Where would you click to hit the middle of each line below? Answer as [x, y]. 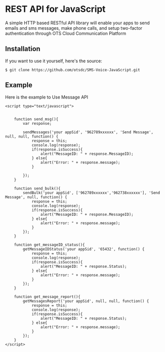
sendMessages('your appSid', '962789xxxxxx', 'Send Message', [88, 132]
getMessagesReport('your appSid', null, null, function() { [86, 301]
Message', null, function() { [36, 197]
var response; [37, 123]
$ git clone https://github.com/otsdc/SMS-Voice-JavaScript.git [73, 70]
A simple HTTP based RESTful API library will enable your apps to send [77, 23]
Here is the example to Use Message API [47, 97]
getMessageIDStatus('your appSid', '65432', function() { [84, 249]
